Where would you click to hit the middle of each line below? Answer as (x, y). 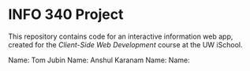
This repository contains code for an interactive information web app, (121, 36)
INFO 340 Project (66, 15)
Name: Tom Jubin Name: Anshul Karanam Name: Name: (99, 60)
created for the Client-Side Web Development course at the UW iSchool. (125, 44)
